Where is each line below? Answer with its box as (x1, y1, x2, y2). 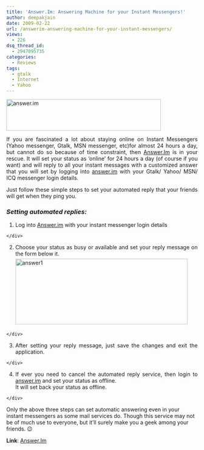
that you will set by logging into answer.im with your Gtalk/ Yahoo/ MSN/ (6, 168, 198, 175)
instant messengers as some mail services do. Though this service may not (6, 412, 195, 420)
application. (15, 348, 45, 355)
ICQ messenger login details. (6, 174, 79, 181)
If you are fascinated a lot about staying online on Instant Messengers (6, 136, 198, 143)
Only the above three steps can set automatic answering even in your (6, 406, 180, 413)
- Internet (12, 76, 39, 82)
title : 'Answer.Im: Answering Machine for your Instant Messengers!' (6, 8, 186, 15)
